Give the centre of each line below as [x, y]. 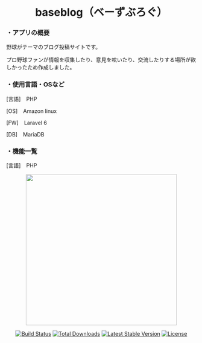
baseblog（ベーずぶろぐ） [101, 12]
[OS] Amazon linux [32, 111]
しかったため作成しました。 [41, 68]
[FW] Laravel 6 [27, 123]
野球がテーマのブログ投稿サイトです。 [54, 47]
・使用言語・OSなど [36, 85]
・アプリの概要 [28, 33]
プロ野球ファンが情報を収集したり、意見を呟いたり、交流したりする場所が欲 [101, 60]
